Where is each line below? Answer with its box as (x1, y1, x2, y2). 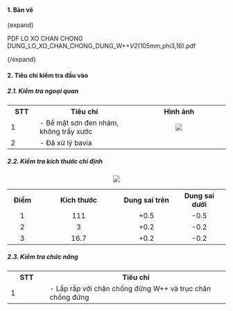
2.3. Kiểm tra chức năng (7, 253, 78, 261)
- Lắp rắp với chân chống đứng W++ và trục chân (49, 283, 212, 293)
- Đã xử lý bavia (39, 137, 92, 147)
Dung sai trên (123, 195, 170, 205)
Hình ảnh (164, 106, 195, 116)
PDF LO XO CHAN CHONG (7, 35, 83, 43)
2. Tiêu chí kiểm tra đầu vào (7, 71, 89, 79)
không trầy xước (39, 126, 93, 136)
